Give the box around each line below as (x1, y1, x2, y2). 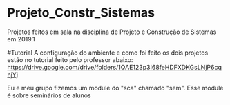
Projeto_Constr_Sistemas (7, 5, 155, 21)
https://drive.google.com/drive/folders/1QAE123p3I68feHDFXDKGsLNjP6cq (7, 63, 222, 71)
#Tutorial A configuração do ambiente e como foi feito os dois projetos (7, 48, 209, 57)
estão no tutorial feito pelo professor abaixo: (7, 55, 133, 64)
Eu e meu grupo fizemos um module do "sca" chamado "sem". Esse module (7, 84, 224, 92)
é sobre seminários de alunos (7, 91, 91, 99)
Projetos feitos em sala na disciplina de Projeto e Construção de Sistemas (7, 28, 217, 36)
